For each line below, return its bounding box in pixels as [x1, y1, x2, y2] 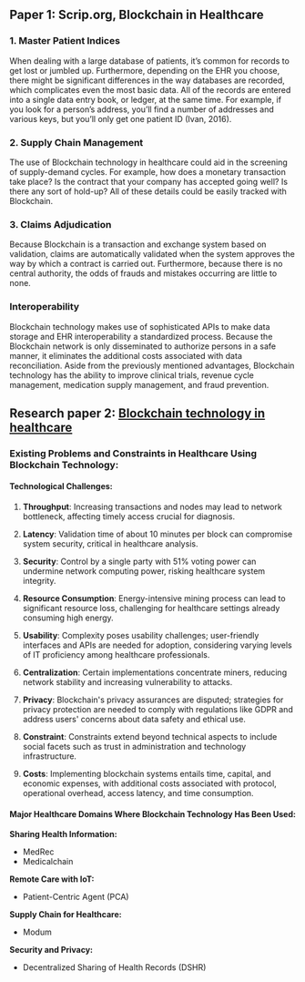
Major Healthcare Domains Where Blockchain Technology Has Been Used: [9, 808, 296, 819]
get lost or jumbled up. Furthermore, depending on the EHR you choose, [9, 65, 280, 76]
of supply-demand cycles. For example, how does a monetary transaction [9, 166, 287, 177]
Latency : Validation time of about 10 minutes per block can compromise [22, 528, 293, 540]
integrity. [22, 576, 56, 587]
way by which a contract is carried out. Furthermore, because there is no [9, 259, 283, 270]
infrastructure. [22, 751, 77, 762]
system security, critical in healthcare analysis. [22, 538, 198, 549]
